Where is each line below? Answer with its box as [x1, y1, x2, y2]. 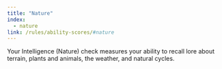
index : [7, 16, 26, 23]
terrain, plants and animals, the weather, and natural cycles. [7, 55, 175, 63]
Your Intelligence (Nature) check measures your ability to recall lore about [7, 47, 215, 55]
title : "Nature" [7, 9, 53, 17]
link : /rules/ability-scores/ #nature [7, 28, 115, 36]
